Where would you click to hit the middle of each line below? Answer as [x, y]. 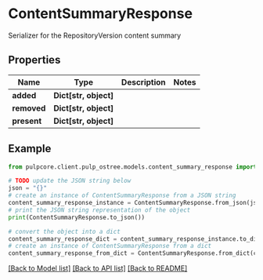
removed [29, 108]
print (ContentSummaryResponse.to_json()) [77, 217]
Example [30, 149]
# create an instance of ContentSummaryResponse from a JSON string [122, 196]
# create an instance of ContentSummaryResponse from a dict [110, 246]
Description [143, 82]
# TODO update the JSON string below [70, 181]
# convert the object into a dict [65, 231]
